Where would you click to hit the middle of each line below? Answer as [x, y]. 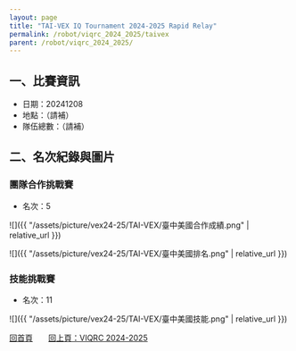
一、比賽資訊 [45, 81]
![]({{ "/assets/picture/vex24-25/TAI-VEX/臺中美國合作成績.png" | [129, 225]
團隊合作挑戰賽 [41, 185]
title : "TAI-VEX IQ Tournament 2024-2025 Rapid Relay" [113, 26]
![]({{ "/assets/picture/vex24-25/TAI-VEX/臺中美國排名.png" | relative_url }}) [148, 253]
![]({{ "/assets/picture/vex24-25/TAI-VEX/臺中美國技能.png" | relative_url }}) [148, 319]
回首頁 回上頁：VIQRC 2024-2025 [79, 338]
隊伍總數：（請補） [55, 127]
